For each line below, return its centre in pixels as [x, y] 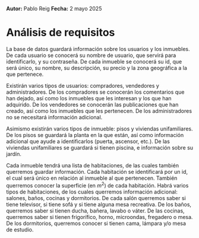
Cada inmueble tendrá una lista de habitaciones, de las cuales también [93, 165]
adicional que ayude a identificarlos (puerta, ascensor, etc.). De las [88, 141]
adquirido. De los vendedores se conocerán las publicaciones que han [92, 104]
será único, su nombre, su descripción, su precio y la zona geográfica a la [97, 68]
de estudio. [20, 229]
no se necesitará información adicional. [54, 117]
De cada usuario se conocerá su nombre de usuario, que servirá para [91, 55]
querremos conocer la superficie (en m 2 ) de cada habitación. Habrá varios [97, 185]
